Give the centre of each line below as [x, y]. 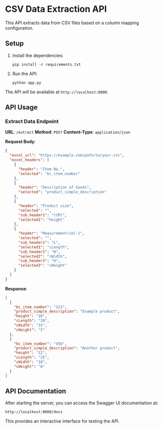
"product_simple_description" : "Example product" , [67, 312]
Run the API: [25, 74]
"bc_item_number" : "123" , [41, 307]
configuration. [19, 28]
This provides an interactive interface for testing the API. [62, 421]
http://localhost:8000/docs [34, 412]
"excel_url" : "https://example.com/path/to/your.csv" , [67, 156]
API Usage [21, 107]
